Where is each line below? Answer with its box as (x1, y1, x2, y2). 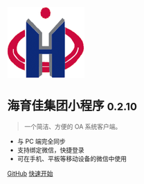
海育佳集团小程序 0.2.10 (7, 98, 137, 114)
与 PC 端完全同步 (17, 137, 66, 145)
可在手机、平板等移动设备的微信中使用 (17, 154, 127, 162)
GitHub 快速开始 (7, 169, 53, 177)
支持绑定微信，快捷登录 (17, 146, 84, 154)
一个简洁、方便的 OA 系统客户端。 (24, 122, 122, 131)
